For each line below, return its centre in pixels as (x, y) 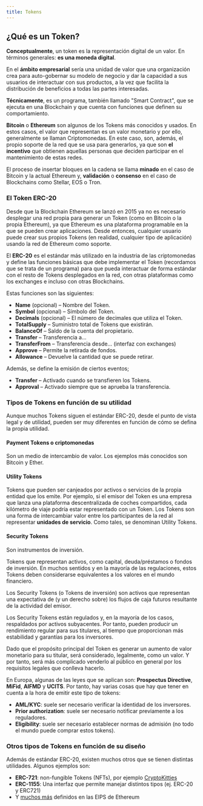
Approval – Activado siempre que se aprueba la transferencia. (93, 386)
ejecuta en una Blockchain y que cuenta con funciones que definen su (94, 107)
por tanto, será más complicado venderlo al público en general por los (94, 661)
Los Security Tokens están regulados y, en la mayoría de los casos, (90, 617)
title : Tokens (24, 12)
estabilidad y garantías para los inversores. (60, 637)
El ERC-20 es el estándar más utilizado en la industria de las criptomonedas (101, 255)
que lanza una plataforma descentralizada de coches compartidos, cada (97, 503)
